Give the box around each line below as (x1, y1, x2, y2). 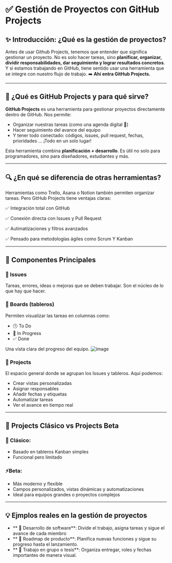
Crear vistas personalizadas (12, 380, 72, 386)
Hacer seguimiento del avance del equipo (12, 127, 101, 133)
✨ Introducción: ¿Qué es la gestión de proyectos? (5, 35, 166, 44)
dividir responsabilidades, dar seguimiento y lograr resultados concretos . (5, 60, 165, 66)
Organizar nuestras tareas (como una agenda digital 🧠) (12, 121, 129, 128)
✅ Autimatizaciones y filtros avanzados (5, 225, 88, 232)
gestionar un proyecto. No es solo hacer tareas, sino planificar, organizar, (5, 54, 162, 60)
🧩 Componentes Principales (5, 256, 96, 264)
